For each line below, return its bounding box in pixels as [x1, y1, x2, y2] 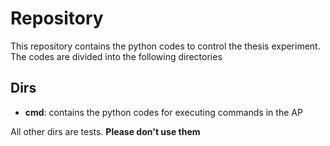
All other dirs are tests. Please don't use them [10, 125, 201, 137]
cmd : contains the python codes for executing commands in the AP [24, 106, 303, 118]
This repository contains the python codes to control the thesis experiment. [10, 40, 321, 52]
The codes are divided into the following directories [10, 50, 223, 62]
